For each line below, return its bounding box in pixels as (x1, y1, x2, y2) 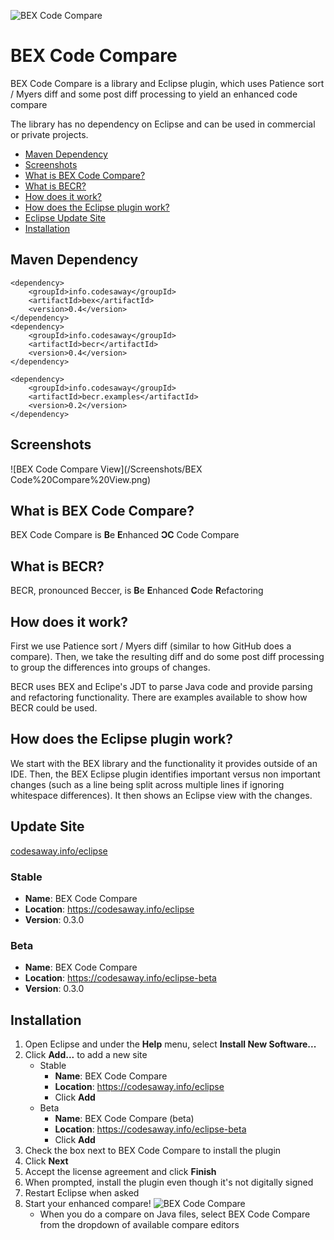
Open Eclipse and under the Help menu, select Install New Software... (24, 1038, 317, 1050)
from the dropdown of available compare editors (39, 1219, 240, 1231)
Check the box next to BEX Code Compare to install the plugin (24, 1145, 282, 1157)
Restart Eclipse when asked (24, 1187, 140, 1199)
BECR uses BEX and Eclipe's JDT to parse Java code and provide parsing (10, 681, 313, 692)
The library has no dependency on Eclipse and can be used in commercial (10, 118, 316, 130)
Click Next (24, 1155, 69, 1167)
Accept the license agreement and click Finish (24, 1166, 217, 1178)
